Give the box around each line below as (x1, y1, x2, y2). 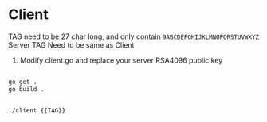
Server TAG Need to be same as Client (8, 40, 135, 49)
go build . (8, 85, 45, 93)
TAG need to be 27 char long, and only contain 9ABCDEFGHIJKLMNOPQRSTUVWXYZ (8, 32, 259, 41)
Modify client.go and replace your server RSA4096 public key (19, 55, 223, 65)
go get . (8, 78, 37, 86)
